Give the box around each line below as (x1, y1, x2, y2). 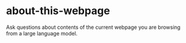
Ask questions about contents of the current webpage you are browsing (6, 24, 181, 31)
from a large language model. (6, 29, 78, 37)
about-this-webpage (6, 4, 110, 18)
